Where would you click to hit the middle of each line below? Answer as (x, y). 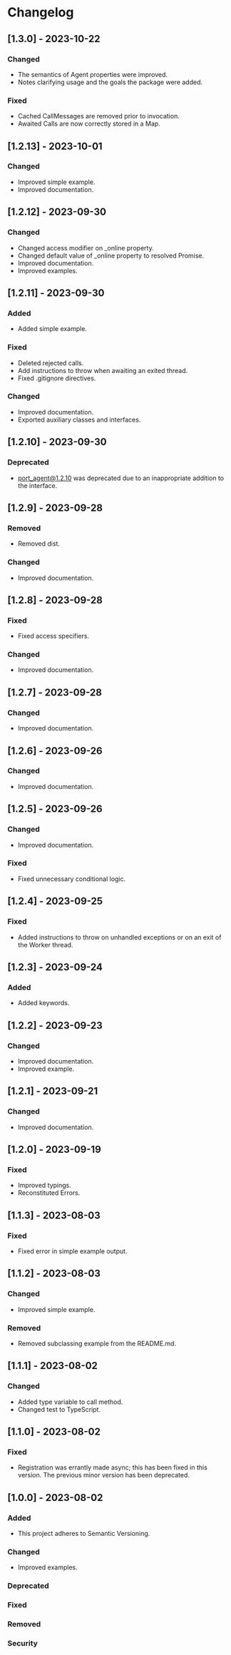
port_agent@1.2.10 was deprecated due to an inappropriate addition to (121, 478)
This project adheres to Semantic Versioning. (84, 1534)
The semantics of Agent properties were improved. (93, 74)
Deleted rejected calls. (51, 363)
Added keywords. (43, 1003)
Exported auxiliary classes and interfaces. (79, 419)
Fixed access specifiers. (53, 636)
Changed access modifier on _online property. (86, 248)
